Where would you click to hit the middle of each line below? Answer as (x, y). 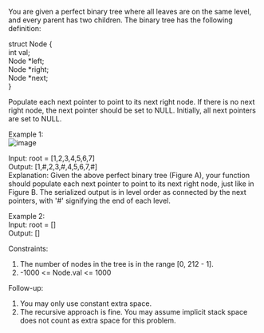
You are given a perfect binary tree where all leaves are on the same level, (130, 12)
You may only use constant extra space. (86, 303)
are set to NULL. (35, 119)
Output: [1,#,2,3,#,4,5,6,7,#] (53, 166)
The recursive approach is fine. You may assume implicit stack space (134, 312)
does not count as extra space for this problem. (98, 320)
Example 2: (27, 216)
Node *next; (28, 78)
